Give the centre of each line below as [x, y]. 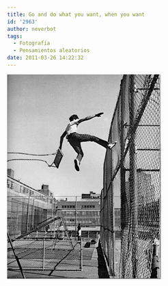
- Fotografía [32, 43]
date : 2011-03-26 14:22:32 [45, 58]
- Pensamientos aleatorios [52, 51]
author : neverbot [32, 29]
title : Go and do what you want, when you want [76, 14]
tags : [15, 36]
